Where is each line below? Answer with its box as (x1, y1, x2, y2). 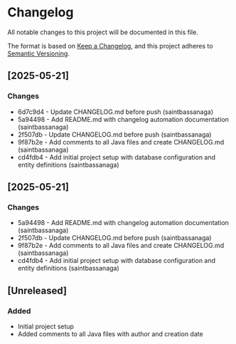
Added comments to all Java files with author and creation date (17, 330, 204, 338)
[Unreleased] (7, 284, 68, 296)
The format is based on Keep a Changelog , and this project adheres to (7, 41, 213, 50)
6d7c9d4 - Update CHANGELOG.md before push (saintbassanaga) (17, 108, 214, 116)
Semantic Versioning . (7, 49, 70, 58)
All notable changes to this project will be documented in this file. (7, 28, 199, 36)
